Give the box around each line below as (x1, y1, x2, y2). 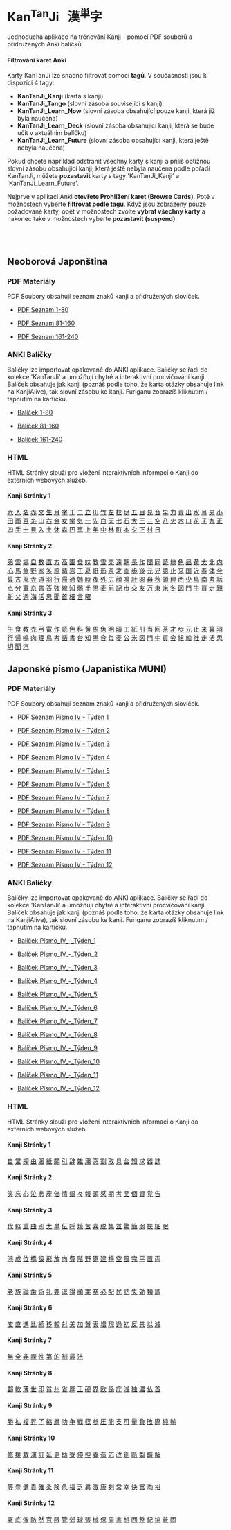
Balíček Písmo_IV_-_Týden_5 (17, 990, 98, 999)
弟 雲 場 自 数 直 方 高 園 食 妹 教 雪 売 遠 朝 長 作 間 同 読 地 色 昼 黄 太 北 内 (7, 558, 223, 566)
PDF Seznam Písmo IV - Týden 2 (17, 727, 111, 735)
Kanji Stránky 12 (7, 1499, 55, 1507)
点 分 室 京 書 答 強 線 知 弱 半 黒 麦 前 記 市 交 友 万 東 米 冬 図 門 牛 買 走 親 (7, 584, 223, 592)
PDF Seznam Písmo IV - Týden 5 (17, 767, 111, 775)
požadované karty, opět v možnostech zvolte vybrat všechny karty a (7, 207, 205, 216)
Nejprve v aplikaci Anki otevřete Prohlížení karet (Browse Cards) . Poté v (7, 193, 215, 201)
